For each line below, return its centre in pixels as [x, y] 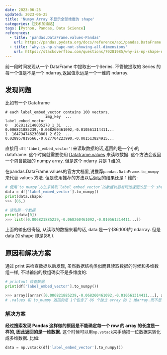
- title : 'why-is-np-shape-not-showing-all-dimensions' [69, 47]
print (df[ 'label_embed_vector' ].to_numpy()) [52, 287]
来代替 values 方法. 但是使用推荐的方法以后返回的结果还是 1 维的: [72, 178]
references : [17, 33]
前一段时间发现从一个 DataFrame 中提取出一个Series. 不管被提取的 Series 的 [83, 66]
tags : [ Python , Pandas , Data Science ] [45, 28]
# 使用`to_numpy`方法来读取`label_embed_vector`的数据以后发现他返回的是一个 [80, 187]
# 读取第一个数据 [20, 210]
